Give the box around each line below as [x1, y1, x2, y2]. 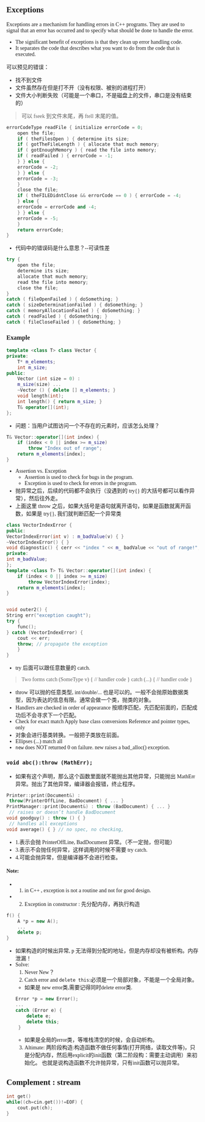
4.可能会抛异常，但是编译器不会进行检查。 [15, 854, 121, 861]
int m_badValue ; [6, 556, 48, 562]
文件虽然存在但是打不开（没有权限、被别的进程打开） [15, 84, 149, 91]
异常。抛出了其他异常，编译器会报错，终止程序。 [15, 781, 138, 787]
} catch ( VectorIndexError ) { [6, 630, 84, 636]
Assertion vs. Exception [15, 467, 67, 474]
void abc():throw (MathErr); [6, 759, 93, 767]
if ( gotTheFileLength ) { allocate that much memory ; [17, 141, 160, 147]
